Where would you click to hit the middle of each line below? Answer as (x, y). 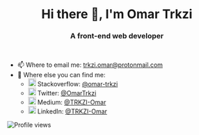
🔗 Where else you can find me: (61, 75)
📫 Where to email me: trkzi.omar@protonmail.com (90, 65)
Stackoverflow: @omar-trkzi (78, 84)
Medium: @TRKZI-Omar (72, 102)
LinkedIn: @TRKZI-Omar (72, 111)
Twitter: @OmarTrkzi (67, 93)
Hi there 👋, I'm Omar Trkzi (117, 14)
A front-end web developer (117, 36)
